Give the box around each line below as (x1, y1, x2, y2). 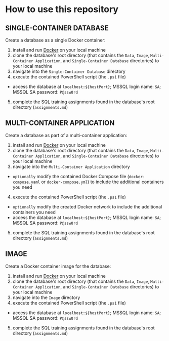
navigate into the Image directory (12, 294, 80, 301)
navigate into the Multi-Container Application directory (12, 163, 130, 169)
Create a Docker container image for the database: (5, 263, 111, 269)
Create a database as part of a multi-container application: (5, 132, 128, 138)
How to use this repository (5, 4, 119, 15)
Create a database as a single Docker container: (5, 37, 106, 43)
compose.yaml (12, 180, 40, 185)
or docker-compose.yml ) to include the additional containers (41, 179, 164, 185)
